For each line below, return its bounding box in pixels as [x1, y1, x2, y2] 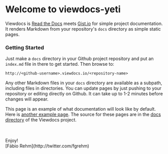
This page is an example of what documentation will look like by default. [5, 106, 156, 112]
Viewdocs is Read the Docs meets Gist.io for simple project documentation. [5, 20, 163, 27]
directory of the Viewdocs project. [5, 117, 77, 123]
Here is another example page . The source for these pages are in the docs [5, 111, 161, 118]
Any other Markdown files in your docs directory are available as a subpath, [5, 80, 162, 86]
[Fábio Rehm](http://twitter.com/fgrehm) [5, 143, 90, 149]
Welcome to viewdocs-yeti [5, 4, 121, 15]
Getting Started [5, 44, 44, 51]
